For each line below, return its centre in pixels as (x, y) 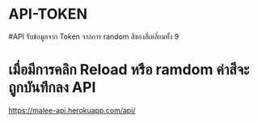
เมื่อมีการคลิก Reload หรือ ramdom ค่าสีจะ (129, 70)
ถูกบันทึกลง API (52, 88)
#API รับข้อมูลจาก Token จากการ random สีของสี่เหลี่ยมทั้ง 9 (94, 36)
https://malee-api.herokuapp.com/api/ (72, 110)
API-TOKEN (48, 14)
